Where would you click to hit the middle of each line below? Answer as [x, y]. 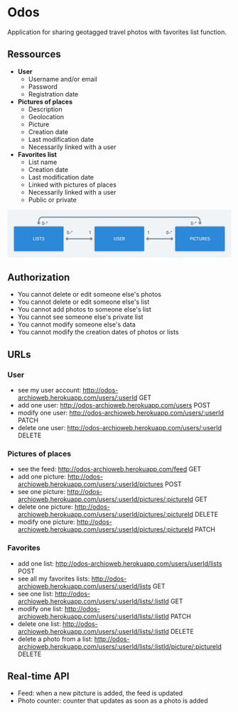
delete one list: [39, 624]
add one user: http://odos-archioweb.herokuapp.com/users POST [114, 405]
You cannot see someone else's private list [80, 317]
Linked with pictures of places [72, 185]
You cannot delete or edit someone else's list [83, 302]
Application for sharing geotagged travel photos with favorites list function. [117, 32]
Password [43, 87]
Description [45, 109]
